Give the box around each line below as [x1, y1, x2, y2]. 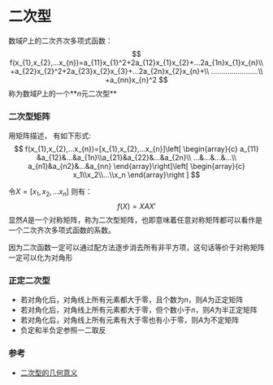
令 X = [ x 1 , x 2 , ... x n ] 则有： [8, 187, 93, 199]
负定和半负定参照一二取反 [19, 326, 106, 335]
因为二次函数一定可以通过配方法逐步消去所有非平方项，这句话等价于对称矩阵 [8, 243, 265, 253]
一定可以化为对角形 [8, 253, 73, 262]
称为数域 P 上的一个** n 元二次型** [8, 89, 118, 98]
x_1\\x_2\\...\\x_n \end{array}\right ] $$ [72, 170, 201, 180]
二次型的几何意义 [19, 367, 78, 378]
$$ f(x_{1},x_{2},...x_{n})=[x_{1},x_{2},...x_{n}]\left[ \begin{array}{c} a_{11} [13, 144, 260, 154]
